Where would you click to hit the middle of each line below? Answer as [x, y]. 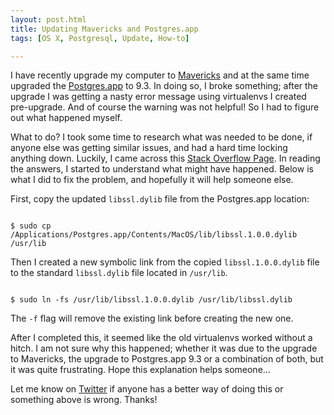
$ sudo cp [31, 226]
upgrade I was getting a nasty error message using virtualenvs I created [158, 97]
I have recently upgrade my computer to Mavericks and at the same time [160, 75]
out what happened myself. [66, 118]
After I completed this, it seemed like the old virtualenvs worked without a [161, 338]
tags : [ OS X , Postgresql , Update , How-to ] [100, 38]
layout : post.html [48, 19]
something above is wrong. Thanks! [84, 400]
